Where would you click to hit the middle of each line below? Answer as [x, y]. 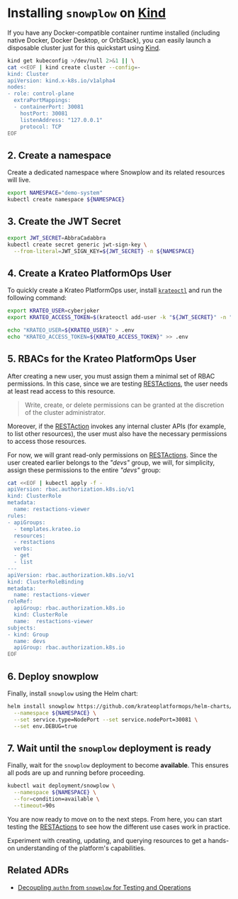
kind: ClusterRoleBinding [45, 582]
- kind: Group [28, 635]
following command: [37, 298]
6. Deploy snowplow [53, 676]
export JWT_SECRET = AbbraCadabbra [57, 238]
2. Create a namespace [59, 155]
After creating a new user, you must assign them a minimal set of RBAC [111, 376]
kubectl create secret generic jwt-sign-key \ [77, 245]
